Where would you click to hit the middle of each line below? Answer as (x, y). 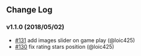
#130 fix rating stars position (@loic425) (64, 46)
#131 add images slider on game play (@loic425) (75, 40)
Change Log (29, 10)
